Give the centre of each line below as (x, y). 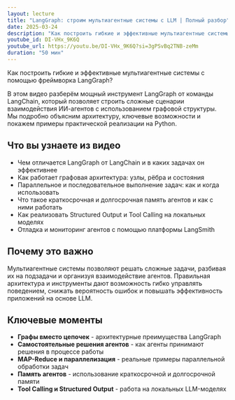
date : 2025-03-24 (33, 27)
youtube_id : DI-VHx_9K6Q (43, 40)
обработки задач (43, 367)
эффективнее (37, 170)
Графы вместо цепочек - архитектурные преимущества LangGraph (119, 337)
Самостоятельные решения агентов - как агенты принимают (111, 345)
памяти (28, 382)
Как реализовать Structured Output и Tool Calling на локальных (112, 214)
